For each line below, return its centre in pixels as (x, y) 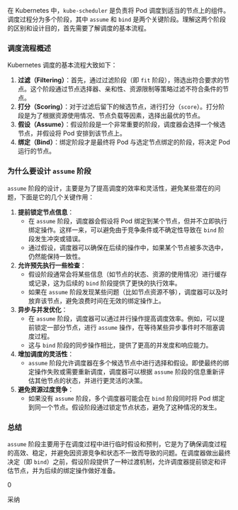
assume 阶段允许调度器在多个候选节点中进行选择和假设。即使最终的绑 (129, 362)
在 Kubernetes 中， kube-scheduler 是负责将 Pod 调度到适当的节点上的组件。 (119, 10)
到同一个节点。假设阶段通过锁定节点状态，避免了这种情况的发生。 (124, 407)
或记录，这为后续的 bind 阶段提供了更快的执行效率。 (105, 283)
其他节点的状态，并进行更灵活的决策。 (90, 380)
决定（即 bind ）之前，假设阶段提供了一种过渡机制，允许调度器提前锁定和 (114, 461)
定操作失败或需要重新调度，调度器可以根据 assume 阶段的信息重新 (123, 372)
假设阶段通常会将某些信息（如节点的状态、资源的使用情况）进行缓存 (127, 274)
